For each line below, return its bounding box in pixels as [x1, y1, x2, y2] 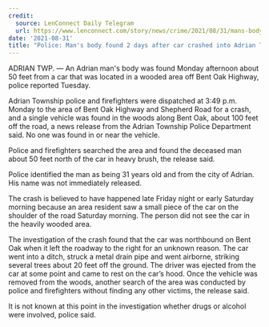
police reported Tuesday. [8, 81, 90, 91]
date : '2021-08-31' [8, 34, 74, 42]
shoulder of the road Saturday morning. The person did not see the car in [8, 211, 251, 220]
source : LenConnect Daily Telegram [15, 19, 134, 27]
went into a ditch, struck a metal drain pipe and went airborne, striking [8, 252, 240, 261]
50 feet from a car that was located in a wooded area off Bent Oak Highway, [8, 72, 259, 82]
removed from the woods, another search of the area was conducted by [8, 277, 247, 287]
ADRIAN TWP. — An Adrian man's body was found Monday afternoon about [8, 63, 259, 73]
